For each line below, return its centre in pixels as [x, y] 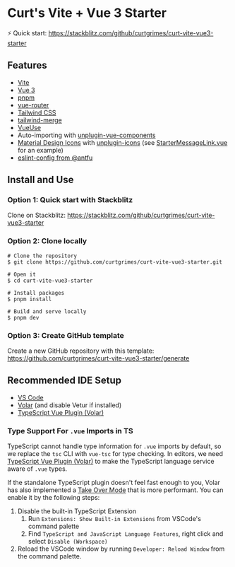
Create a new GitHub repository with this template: [81, 351]
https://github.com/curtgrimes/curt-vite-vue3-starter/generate [98, 358]
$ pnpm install [30, 299]
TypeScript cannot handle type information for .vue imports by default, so [114, 446]
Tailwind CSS [37, 112]
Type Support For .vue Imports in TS [70, 431]
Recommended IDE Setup [65, 381]
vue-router [33, 105]
